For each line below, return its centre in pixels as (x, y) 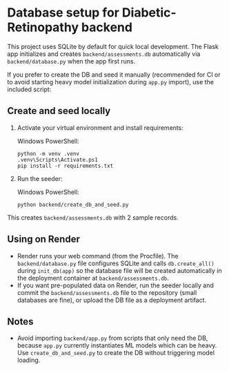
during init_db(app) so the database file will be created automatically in (119, 270)
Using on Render (44, 239)
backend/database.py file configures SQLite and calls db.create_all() (116, 263)
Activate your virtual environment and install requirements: (100, 127)
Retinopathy (43, 27)
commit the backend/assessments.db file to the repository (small (107, 292)
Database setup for (63, 13)
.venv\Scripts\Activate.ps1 (57, 160)
